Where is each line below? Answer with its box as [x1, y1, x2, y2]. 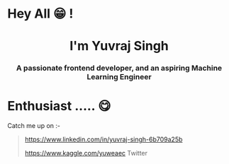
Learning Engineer [86, 72, 152, 82]
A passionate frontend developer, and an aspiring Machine [16, 63, 223, 73]
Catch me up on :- [7, 122, 60, 130]
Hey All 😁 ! [7, 6, 74, 22]
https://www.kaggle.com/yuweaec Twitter [24, 149, 147, 158]
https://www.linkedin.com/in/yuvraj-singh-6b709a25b [24, 135, 183, 143]
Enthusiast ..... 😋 [7, 98, 111, 115]
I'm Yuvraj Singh [69, 38, 169, 54]
